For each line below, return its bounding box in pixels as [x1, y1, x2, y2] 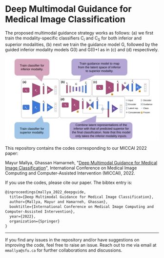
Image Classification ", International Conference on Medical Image [5, 165, 137, 171]
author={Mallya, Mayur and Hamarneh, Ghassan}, [9, 199, 108, 204]
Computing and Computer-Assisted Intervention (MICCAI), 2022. [5, 170, 135, 176]
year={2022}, [9, 214, 36, 219]
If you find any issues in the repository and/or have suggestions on [5, 237, 140, 243]
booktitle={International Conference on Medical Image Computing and [9, 204, 154, 209]
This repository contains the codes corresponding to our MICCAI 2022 [5, 145, 147, 151]
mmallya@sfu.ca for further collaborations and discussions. [5, 247, 123, 253]
